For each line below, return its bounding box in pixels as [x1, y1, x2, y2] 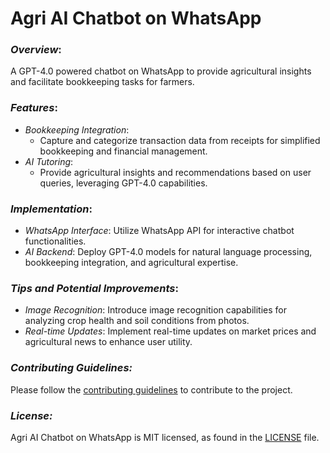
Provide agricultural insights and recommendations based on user [39, 166, 312, 178]
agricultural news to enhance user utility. [24, 336, 193, 348]
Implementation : [10, 202, 93, 216]
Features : [10, 101, 58, 115]
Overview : [10, 43, 62, 57]
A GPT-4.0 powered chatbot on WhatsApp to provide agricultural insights [10, 65, 312, 77]
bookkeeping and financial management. [39, 145, 208, 157]
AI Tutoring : [24, 155, 74, 167]
